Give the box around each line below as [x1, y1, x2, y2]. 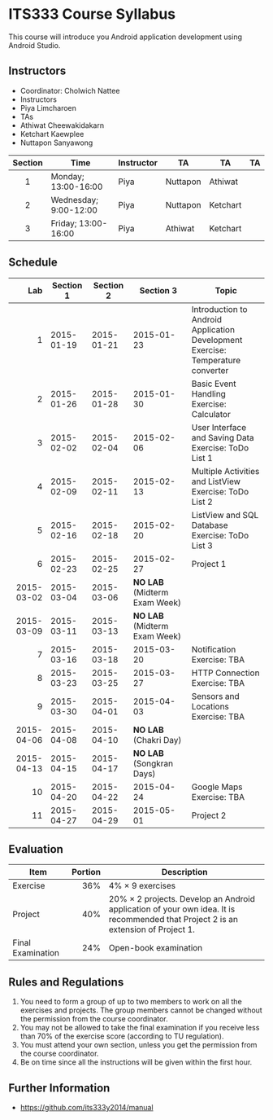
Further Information [8, 1081, 110, 1095]
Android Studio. [8, 40, 61, 50]
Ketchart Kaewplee [19, 129, 84, 138]
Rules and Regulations [8, 975, 124, 989]
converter [191, 364, 229, 376]
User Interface [191, 421, 247, 433]
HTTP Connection [191, 667, 260, 679]
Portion [71, 867, 102, 878]
